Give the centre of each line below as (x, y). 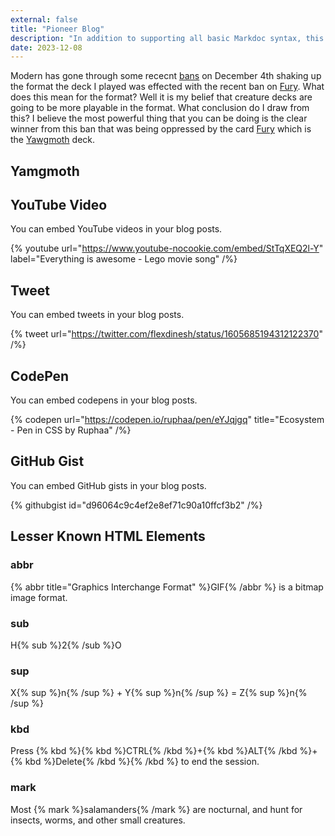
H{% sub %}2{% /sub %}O (66, 645)
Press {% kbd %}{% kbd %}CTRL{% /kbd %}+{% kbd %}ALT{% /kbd (154, 751)
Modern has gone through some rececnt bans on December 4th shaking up (166, 76)
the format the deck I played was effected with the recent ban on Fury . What (167, 87)
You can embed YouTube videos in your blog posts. (116, 229)
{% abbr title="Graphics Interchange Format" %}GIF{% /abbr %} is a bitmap (167, 587)
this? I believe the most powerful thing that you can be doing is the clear (159, 118)
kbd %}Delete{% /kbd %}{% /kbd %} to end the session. (142, 762)
